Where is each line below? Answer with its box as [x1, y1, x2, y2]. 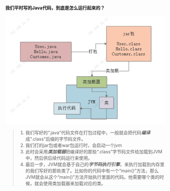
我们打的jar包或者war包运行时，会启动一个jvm [25, 142, 122, 148]
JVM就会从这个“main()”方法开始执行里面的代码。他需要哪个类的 [25, 174, 160, 180]
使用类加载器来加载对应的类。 [43, 180, 106, 186]
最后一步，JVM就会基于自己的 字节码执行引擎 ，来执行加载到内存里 [25, 162, 164, 168]
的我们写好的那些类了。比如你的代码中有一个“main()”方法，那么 [25, 168, 159, 174]
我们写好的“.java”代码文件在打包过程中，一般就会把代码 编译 [25, 130, 151, 136]
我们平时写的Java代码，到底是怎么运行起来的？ [5, 5, 105, 11]
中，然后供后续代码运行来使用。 [25, 155, 93, 161]
